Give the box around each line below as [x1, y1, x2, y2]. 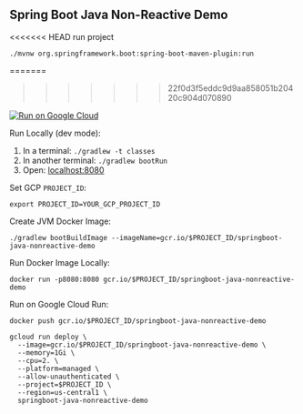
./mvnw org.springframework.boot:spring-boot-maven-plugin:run [9, 49, 255, 58]
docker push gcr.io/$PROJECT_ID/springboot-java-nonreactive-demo [9, 316, 267, 326]
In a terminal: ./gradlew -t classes [22, 145, 156, 156]
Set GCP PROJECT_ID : [9, 182, 86, 193]
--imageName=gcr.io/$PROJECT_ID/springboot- [110, 233, 283, 242]
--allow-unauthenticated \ [17, 372, 120, 381]
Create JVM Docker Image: [9, 216, 112, 227]
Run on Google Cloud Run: [9, 298, 109, 309]
